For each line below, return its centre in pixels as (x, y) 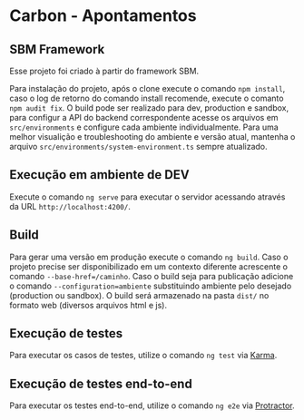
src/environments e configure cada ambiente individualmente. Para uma (144, 127)
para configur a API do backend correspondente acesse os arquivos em (144, 117)
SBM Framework (57, 49)
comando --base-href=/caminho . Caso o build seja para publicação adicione (152, 276)
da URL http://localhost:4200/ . (70, 206)
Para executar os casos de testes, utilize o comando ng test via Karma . (143, 356)
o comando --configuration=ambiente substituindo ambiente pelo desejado (151, 286)
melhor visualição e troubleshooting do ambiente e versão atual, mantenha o (152, 137)
